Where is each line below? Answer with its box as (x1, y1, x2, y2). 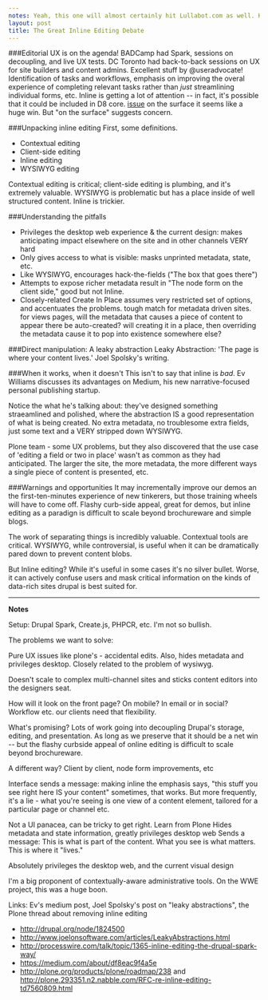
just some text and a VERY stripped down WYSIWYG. (8, 426, 183, 436)
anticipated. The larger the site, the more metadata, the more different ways (8, 459, 258, 468)
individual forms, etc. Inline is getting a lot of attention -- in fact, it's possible (8, 91, 259, 101)
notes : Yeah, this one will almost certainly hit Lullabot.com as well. (8, 11, 255, 20)
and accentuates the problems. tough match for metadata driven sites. (19, 304, 252, 314)
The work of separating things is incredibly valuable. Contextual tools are (8, 532, 249, 542)
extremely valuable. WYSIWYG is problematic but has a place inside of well (8, 188, 255, 198)
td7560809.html (19, 983, 73, 994)
